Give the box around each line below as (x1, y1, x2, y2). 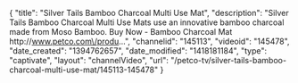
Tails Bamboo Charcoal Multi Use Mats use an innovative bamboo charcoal (9, 17, 285, 28)
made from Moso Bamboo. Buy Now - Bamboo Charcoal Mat (9, 27, 233, 37)
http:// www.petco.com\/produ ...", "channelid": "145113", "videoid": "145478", (9, 36, 290, 46)
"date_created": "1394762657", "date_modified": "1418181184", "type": (9, 46, 268, 56)
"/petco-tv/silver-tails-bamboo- (170, 55, 287, 65)
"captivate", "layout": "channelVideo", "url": (9, 55, 170, 65)
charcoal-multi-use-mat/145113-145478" (9, 64, 159, 75)
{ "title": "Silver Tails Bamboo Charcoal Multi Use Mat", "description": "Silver (9, 8, 289, 18)
